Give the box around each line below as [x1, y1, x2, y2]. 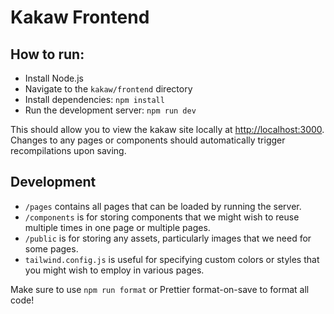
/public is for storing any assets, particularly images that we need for [24, 232, 312, 244]
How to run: [10, 46, 85, 63]
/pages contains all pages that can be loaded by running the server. [24, 200, 302, 212]
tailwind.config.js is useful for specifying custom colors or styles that [24, 253, 320, 265]
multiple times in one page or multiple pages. [24, 221, 211, 233]
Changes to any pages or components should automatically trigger [10, 134, 286, 146]
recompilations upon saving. [10, 145, 127, 156]
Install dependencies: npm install [24, 94, 165, 105]
